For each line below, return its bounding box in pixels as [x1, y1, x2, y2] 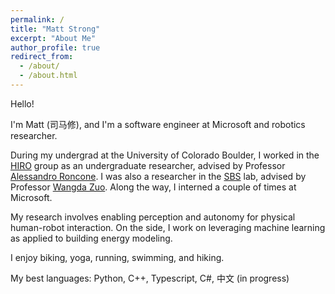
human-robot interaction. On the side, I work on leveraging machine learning [10, 221, 326, 233]
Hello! [10, 97, 35, 110]
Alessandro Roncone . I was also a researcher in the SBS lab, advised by [10, 170, 307, 182]
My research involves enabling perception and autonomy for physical [10, 211, 296, 223]
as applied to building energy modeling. [10, 232, 173, 244]
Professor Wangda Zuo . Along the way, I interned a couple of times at [10, 181, 297, 193]
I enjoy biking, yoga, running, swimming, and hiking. [10, 251, 225, 263]
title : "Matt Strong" [10, 24, 101, 34]
